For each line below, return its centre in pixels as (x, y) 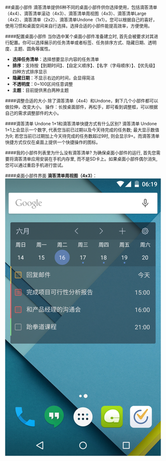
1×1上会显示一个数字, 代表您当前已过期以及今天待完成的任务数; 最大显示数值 (82, 130)
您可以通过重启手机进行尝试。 (35, 165)
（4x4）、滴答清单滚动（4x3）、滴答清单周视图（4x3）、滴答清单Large (76, 13)
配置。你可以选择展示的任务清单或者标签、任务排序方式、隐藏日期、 (79, 43)
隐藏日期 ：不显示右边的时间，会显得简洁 (53, 78)
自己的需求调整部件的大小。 (33, 113)
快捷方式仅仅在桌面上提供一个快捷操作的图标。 (53, 142)
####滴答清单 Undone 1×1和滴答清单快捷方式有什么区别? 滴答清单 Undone (81, 124)
